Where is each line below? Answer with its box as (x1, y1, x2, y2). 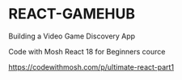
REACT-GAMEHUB (8, 5, 136, 23)
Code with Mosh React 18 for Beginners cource (8, 46, 166, 56)
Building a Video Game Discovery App (8, 31, 136, 41)
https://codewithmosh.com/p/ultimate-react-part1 (8, 62, 175, 72)
